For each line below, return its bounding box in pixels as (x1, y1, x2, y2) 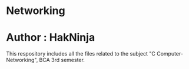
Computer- (157, 50, 184, 57)
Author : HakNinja (6, 31, 95, 44)
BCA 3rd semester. (39, 57, 85, 64)
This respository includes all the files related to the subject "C (6, 50, 156, 57)
